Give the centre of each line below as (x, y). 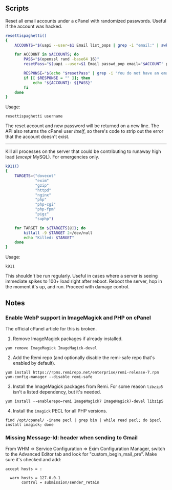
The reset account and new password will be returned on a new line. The (82, 126)
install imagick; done (29, 425)
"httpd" (43, 190)
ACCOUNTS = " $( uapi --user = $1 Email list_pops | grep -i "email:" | (87, 45)
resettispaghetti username (34, 116)
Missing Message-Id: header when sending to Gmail (72, 437)
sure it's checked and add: (33, 460)
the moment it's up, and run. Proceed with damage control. (67, 287)
